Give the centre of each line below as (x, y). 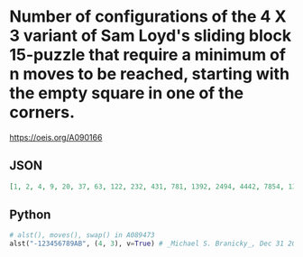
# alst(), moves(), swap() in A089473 (82, 235)
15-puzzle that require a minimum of (148, 55)
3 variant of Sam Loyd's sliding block (150, 36)
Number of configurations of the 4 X (148, 17)
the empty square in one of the (127, 93)
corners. (42, 112)
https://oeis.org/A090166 (56, 137)
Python (30, 215)
